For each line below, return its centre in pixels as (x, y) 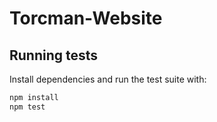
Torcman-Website (86, 18)
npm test (27, 107)
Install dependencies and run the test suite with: (108, 79)
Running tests (54, 55)
